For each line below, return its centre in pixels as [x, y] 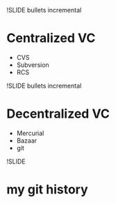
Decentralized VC [58, 114]
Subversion [33, 65]
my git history [47, 190]
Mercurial [30, 133]
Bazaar [27, 140]
